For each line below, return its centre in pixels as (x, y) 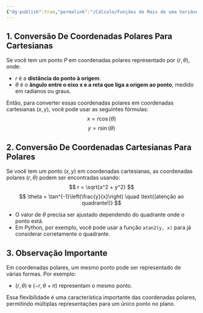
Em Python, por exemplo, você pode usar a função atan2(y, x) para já (103, 228)
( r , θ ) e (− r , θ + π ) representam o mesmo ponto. (74, 286)
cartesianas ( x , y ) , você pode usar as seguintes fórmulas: (77, 109)
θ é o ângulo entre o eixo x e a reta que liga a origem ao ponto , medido (104, 85)
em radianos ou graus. (43, 91)
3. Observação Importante (57, 253)
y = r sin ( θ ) (101, 128)
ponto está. (29, 221)
